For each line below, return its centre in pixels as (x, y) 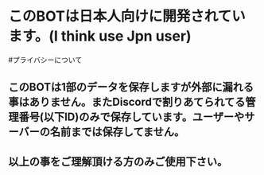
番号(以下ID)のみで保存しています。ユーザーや (132, 117)
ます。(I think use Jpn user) (100, 36)
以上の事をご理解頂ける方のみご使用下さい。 (118, 161)
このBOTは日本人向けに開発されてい (127, 16)
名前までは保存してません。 (117, 132)
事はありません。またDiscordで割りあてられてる (127, 102)
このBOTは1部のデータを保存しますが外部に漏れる (131, 87)
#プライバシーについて (45, 60)
